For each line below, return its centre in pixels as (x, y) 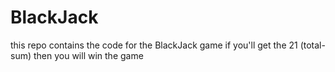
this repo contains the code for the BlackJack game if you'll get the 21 (154, 45)
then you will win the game (88, 55)
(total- (312, 45)
